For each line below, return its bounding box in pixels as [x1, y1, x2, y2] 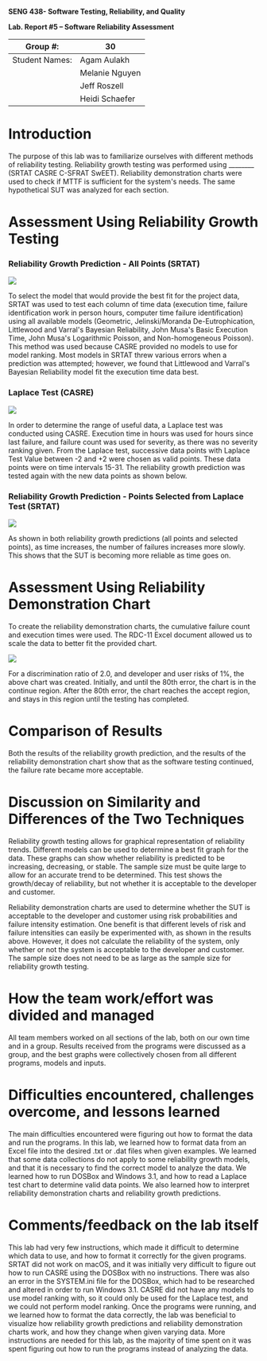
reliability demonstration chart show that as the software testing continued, [8, 756, 254, 766]
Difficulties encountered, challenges [8, 1086, 254, 1104]
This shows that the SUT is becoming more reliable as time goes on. [8, 550, 231, 560]
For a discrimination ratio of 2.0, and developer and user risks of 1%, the [8, 668, 245, 679]
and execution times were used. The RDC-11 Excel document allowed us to [8, 630, 253, 640]
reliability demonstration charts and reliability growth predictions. [8, 1188, 221, 1198]
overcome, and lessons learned [8, 1102, 221, 1121]
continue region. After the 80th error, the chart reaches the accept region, [8, 686, 250, 695]
